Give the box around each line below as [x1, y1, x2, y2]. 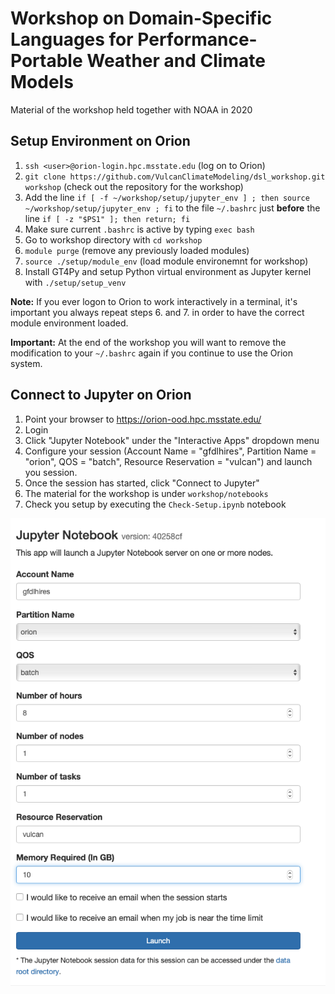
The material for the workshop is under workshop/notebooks [24, 487, 269, 499]
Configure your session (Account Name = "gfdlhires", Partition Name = [24, 445, 317, 457]
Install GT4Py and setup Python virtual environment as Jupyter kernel [24, 265, 312, 277]
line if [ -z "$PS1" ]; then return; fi [24, 212, 191, 224]
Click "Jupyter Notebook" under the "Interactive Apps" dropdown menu [24, 434, 320, 446]
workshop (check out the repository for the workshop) [24, 180, 244, 192]
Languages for [10, 28, 134, 51]
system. [10, 357, 43, 369]
